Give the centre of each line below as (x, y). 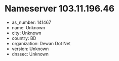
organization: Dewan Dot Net (41, 43)
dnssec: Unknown (30, 54)
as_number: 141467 (31, 22)
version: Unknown (30, 49)
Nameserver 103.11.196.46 (59, 9)
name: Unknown (28, 27)
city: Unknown (26, 33)
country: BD (24, 38)
